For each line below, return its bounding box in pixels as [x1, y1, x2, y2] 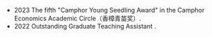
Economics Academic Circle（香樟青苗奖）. [13, 14, 141, 22]
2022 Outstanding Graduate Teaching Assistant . [13, 22, 157, 30]
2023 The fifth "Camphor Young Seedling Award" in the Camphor [13, 6, 205, 14]
